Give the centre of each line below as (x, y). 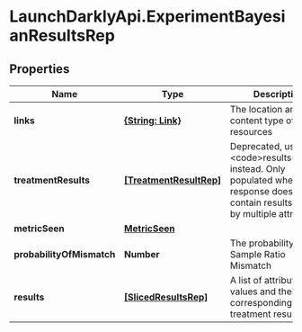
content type (257, 121)
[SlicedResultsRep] (166, 297)
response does (262, 191)
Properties (40, 69)
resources (251, 132)
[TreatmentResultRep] (173, 180)
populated (251, 180)
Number (142, 254)
